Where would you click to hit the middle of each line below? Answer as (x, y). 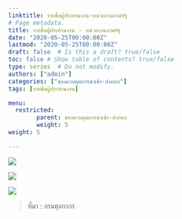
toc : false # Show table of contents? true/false (91, 60)
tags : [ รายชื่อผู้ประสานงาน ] (43, 89)
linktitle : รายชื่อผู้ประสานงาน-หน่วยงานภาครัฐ (68, 15)
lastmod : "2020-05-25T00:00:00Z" (63, 45)
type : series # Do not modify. (61, 67)
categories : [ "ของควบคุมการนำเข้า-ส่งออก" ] (68, 81)
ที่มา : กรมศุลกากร (51, 206)
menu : (17, 103)
